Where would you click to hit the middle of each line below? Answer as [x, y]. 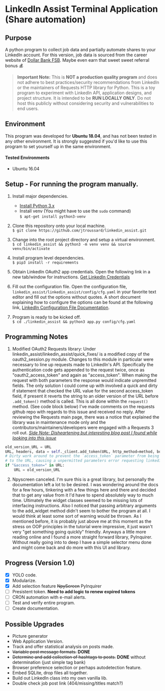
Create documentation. [35, 609]
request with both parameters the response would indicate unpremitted [84, 380]
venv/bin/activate [31, 249]
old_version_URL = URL [28, 447]
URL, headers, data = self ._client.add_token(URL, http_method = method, [80, 452]
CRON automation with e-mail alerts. [49, 597]
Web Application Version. [38, 641]
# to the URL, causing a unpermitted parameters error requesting [74, 461]
